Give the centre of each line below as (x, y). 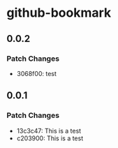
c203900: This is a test (50, 138)
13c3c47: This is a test (49, 131)
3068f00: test (37, 73)
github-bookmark (59, 13)
